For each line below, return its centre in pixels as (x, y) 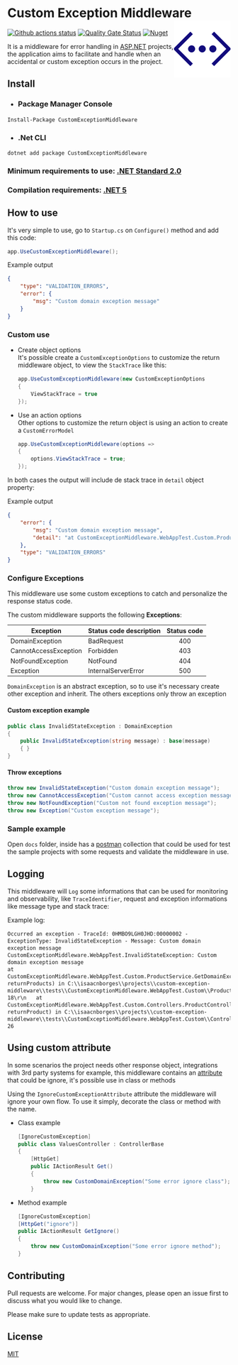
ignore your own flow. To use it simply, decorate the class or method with (114, 1101)
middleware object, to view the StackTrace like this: (92, 365)
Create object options (49, 350)
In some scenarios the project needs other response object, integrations (113, 1065)
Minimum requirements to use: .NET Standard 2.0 (95, 170)
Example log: (26, 920)
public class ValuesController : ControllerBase (91, 1144)
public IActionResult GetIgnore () (68, 1232)
